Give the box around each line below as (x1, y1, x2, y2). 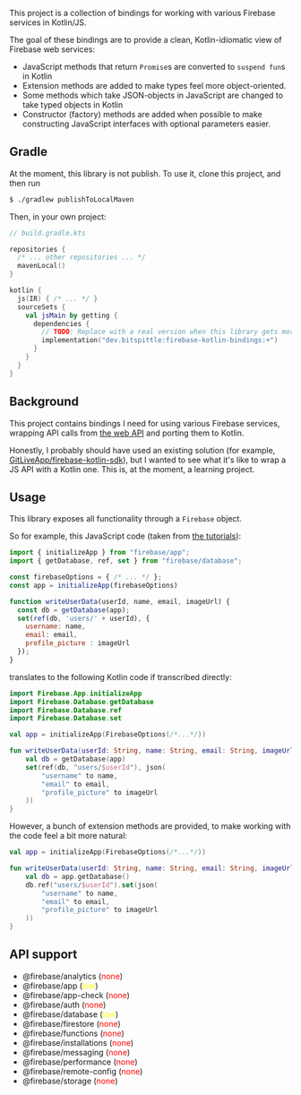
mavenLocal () (17, 262, 66, 271)
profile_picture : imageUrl (25, 639, 130, 648)
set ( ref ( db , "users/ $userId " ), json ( (25, 763, 167, 772)
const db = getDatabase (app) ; (17, 605, 130, 615)
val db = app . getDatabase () (25, 872, 130, 881)
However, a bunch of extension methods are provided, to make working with (9, 821, 291, 832)
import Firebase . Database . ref (9, 705, 123, 715)
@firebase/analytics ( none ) (21, 970, 124, 981)
